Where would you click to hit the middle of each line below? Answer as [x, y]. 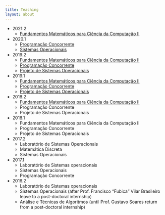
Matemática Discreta [41, 149]
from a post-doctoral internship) [53, 207]
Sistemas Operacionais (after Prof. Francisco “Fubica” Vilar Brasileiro [90, 191]
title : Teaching [22, 10]
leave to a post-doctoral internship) [56, 196]
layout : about [20, 14]
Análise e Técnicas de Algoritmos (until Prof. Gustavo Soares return [88, 202]
